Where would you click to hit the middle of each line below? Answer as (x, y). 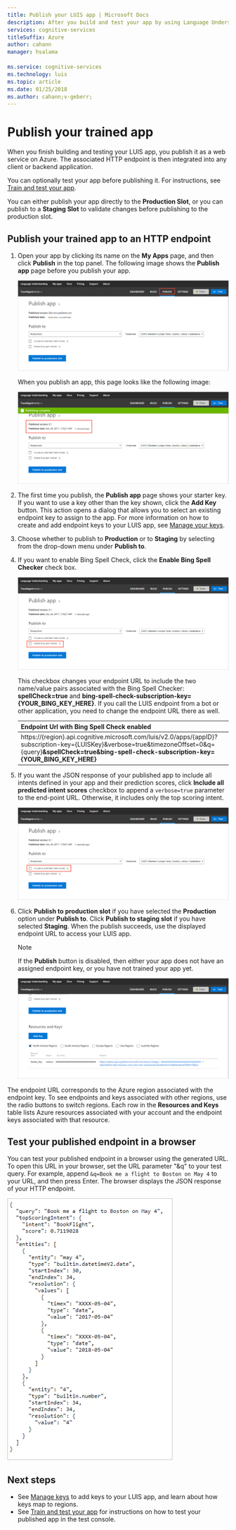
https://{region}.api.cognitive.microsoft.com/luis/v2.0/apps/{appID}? (119, 737)
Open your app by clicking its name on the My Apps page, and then (116, 256)
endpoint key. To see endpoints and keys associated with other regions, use (117, 1097)
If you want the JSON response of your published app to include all (114, 775)
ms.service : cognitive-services (54, 67)
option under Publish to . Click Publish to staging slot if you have (111, 919)
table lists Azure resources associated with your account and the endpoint (115, 1112)
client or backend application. (50, 167)
